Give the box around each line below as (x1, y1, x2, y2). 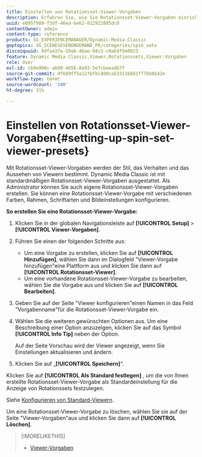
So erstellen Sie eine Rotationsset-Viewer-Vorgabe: (6, 207, 138, 215)
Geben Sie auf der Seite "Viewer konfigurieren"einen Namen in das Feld (14, 299, 194, 306)
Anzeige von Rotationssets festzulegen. (6, 384, 105, 392)
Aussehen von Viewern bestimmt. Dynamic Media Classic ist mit (6, 170, 165, 178)
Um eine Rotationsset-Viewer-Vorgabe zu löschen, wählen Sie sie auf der (6, 408, 188, 415)
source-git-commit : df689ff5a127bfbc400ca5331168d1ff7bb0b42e (6, 71, 165, 77)
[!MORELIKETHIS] (20, 432, 66, 440)
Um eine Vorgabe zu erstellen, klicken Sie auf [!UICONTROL (23, 249, 173, 256)
